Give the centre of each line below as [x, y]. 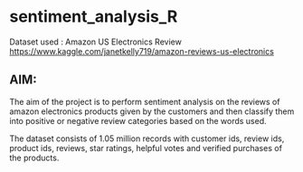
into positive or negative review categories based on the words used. [138, 120]
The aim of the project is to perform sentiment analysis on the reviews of [145, 101]
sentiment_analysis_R [94, 17]
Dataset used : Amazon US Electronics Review [96, 42]
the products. [34, 158]
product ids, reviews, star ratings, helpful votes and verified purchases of [146, 148]
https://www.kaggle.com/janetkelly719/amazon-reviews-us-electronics [142, 51]
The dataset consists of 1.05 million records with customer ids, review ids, [147, 139]
